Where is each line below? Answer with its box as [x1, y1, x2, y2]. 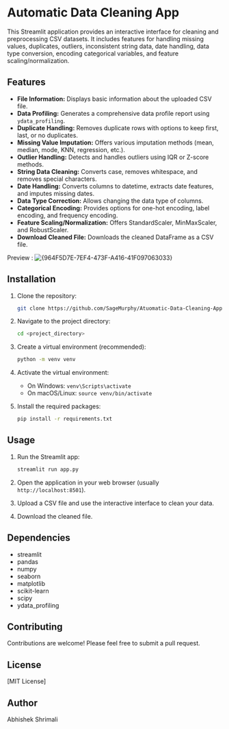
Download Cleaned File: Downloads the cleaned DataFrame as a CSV [16, 233, 214, 241]
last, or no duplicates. [16, 131, 79, 139]
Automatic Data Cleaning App [7, 5, 180, 21]
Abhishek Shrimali [7, 715, 58, 724]
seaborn [16, 572, 41, 580]
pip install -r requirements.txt [16, 416, 113, 423]
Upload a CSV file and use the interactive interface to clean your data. [16, 499, 214, 507]
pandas [16, 557, 39, 566]
